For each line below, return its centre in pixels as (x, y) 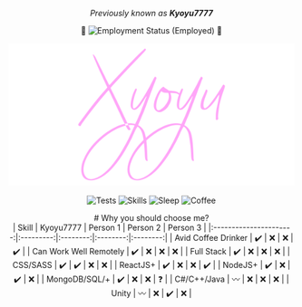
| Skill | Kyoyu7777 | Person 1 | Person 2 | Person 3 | (109, 227)
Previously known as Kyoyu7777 (151, 13)
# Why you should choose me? (151, 218)
